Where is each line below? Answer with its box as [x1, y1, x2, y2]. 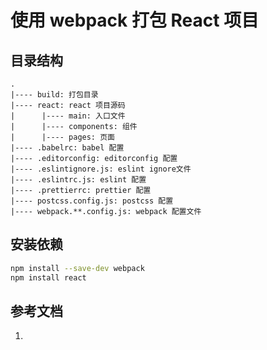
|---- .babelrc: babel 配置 [10, 143, 125, 153]
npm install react [10, 272, 87, 283]
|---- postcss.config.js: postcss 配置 [10, 196, 174, 206]
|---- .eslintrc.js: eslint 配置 [10, 175, 147, 185]
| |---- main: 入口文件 [10, 111, 126, 121]
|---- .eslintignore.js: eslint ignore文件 [10, 164, 192, 174]
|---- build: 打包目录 [10, 90, 99, 100]
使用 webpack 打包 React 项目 [10, 9, 260, 32]
